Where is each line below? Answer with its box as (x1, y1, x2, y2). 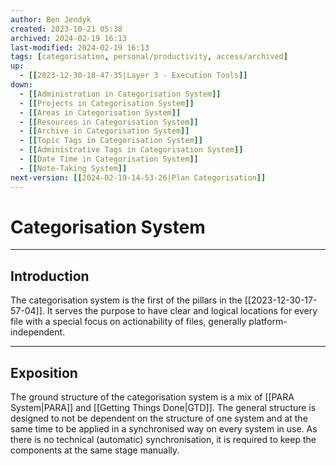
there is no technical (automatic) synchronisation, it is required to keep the (10, 434, 317, 446)
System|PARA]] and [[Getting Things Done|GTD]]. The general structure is (10, 402, 317, 414)
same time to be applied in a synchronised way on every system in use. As (10, 423, 318, 435)
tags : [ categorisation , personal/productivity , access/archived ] (10, 52, 288, 62)
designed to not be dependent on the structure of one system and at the (10, 412, 308, 425)
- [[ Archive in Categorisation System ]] (19, 126, 190, 136)
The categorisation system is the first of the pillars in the (10, 294, 243, 306)
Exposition (10, 364, 78, 381)
